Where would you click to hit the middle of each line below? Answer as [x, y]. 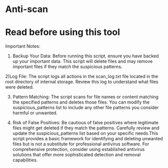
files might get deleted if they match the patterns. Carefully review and [86, 128]
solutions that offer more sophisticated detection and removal [77, 155]
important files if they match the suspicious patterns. [67, 67]
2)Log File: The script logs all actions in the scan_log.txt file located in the [82, 76]
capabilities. [25, 160]
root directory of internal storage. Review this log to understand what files [82, 82]
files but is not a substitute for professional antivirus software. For [81, 144]
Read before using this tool [63, 32]
